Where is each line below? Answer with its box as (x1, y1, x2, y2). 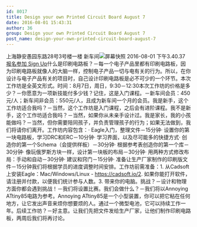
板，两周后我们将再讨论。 (6, 215, 68, 221)
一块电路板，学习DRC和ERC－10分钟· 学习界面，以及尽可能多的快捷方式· (6, 133, 181, 141)
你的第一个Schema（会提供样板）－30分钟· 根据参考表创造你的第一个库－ (11, 141, 189, 148)
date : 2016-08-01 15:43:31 (6, 19, 72, 25)
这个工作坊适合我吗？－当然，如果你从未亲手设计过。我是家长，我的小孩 (16, 112, 191, 118)
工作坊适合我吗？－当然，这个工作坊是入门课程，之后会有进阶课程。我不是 (6, 104, 186, 111)
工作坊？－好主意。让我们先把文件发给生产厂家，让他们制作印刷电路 (26, 207, 191, 214)
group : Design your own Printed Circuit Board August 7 (6, 31, 145, 36)
